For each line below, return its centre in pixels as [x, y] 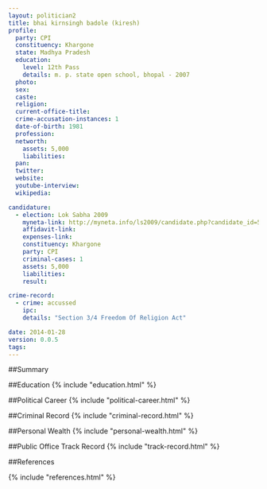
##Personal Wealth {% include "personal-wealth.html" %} [103, 431]
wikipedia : [33, 193]
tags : [17, 347]
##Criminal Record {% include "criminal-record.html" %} [101, 416]
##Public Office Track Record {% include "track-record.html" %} [114, 447]
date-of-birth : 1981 [49, 126]
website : [30, 179]
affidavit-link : [50, 230]
